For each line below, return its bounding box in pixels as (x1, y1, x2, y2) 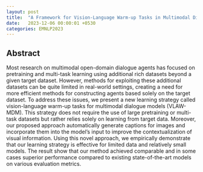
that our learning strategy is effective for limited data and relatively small (6, 141, 187, 148)
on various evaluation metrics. (6, 161, 82, 168)
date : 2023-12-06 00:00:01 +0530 (6, 20, 96, 26)
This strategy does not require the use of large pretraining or (24, 109, 176, 116)
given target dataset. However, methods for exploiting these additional (6, 77, 181, 84)
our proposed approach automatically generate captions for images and (6, 122, 185, 129)
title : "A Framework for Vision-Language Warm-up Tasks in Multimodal (6, 14, 190, 21)
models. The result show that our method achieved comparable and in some (6, 147, 196, 154)
